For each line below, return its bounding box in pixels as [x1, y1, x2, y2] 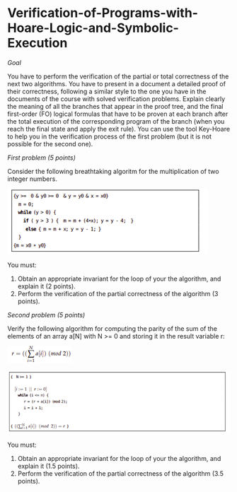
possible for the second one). [7, 139, 93, 148]
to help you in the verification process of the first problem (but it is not [7, 132, 212, 141]
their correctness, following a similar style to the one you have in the [7, 87, 207, 95]
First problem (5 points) [7, 153, 76, 162]
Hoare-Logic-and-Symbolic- [7, 20, 179, 36]
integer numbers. [7, 175, 58, 183]
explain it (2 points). [17, 281, 76, 291]
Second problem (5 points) [7, 310, 86, 319]
